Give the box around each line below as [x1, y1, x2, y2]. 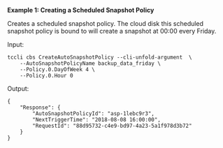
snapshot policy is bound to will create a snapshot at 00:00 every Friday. [7, 27, 217, 35]
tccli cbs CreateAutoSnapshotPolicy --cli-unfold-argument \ [7, 54, 192, 61]
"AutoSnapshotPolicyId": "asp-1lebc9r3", [32, 110, 155, 117]
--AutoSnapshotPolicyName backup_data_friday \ [20, 60, 161, 67]
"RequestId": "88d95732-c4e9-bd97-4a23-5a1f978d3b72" [32, 122, 192, 129]
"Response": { [20, 104, 61, 111]
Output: [7, 84, 29, 93]
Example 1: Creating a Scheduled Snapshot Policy [7, 6, 154, 14]
